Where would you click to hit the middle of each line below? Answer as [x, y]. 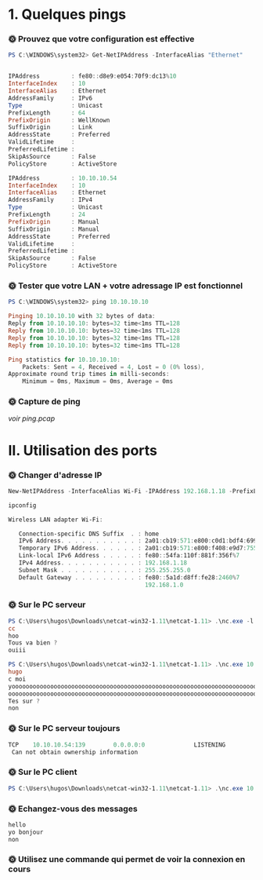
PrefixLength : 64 [47, 113]
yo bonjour [26, 832]
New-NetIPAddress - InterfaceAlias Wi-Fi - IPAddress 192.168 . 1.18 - [121, 491]
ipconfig [22, 505]
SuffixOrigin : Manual [54, 229]
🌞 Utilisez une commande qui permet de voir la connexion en [127, 860]
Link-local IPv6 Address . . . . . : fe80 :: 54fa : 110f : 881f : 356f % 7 [129, 556]
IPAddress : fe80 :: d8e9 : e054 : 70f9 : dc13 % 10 [92, 76]
